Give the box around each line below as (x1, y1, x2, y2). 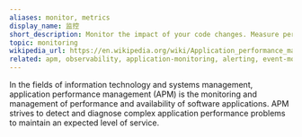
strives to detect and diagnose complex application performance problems (9, 108, 286, 118)
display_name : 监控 (9, 21, 80, 30)
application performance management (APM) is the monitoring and (9, 89, 258, 99)
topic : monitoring (9, 38, 78, 47)
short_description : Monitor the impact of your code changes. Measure (9, 30, 280, 39)
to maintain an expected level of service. (9, 117, 160, 128)
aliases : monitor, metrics (9, 13, 111, 22)
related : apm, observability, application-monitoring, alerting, (9, 55, 259, 64)
